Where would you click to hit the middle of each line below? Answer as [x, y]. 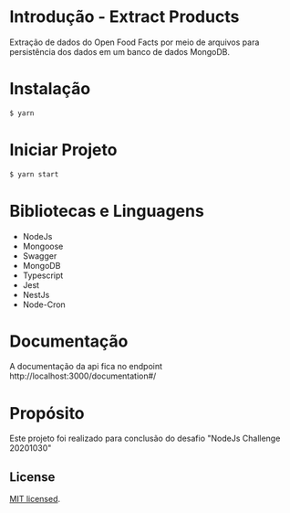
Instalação [50, 89]
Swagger [40, 256]
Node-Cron [44, 305]
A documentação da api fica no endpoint [86, 367]
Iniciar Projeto [63, 150]
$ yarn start [34, 174]
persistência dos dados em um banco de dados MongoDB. [120, 51]
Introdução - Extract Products [124, 17]
